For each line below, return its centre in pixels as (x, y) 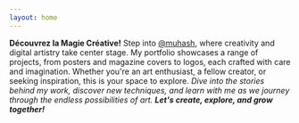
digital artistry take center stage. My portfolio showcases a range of (134, 52)
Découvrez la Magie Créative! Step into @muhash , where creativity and (142, 43)
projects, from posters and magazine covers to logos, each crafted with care (150, 61)
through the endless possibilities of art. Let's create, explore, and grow (141, 100)
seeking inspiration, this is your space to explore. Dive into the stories (137, 80)
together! (27, 109)
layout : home (33, 17)
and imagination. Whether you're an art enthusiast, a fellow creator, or (138, 71)
